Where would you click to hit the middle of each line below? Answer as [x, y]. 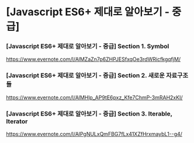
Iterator [17, 121]
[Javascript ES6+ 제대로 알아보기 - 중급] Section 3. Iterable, [89, 113]
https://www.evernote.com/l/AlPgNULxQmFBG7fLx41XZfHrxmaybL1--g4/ [94, 134]
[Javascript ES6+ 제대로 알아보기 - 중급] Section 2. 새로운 [86, 75]
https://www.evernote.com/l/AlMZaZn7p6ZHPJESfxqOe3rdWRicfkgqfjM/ [93, 60]
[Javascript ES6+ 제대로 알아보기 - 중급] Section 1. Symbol [88, 46]
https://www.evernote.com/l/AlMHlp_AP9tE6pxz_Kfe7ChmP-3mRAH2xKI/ [94, 97]
